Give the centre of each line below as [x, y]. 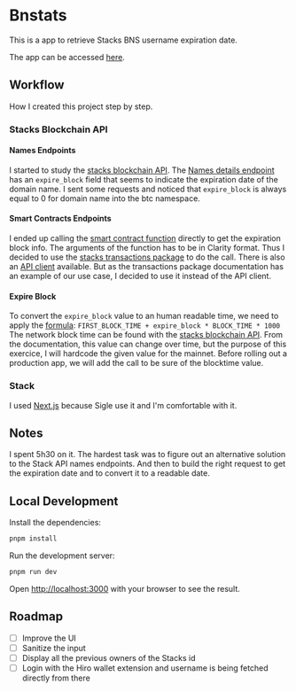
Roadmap [36, 617]
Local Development [64, 501]
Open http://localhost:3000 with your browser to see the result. [125, 588]
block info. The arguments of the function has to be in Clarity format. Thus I [147, 248]
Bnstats [39, 16]
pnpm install [33, 539]
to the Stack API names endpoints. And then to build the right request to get [148, 464]
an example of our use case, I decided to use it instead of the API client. [140, 276]
